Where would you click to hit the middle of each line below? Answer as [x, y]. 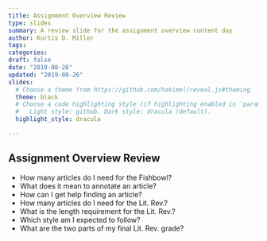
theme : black [37, 97]
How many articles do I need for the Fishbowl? [96, 177]
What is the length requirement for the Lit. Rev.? [98, 211]
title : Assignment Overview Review [67, 16]
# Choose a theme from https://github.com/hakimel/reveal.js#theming [133, 89]
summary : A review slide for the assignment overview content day [120, 30]
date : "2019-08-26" [41, 68]
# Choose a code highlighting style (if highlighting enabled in [126, 104]
